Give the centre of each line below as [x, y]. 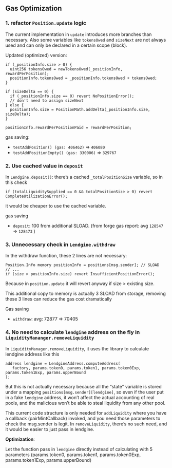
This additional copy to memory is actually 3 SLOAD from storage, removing [85, 294]
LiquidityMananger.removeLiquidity [50, 338]
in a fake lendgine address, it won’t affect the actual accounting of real [80, 397]
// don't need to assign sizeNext [47, 100]
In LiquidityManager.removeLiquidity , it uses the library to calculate [77, 348]
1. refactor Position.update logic [46, 23]
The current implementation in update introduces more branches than [79, 34]
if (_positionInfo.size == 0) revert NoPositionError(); [72, 96]
